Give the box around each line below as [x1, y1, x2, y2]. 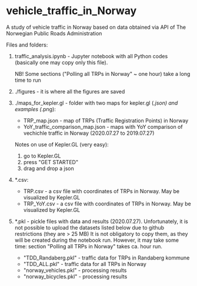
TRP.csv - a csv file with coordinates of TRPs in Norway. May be [23, 187, 180, 195]
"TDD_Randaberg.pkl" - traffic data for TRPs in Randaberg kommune [23, 254, 190, 261]
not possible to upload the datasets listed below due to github [14, 224, 165, 231]
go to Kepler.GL [23, 152, 61, 159]
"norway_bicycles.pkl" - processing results [23, 272, 128, 280]
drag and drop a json [23, 165, 75, 172]
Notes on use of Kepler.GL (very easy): [14, 141, 109, 148]
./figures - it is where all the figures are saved [14, 88, 125, 95]
